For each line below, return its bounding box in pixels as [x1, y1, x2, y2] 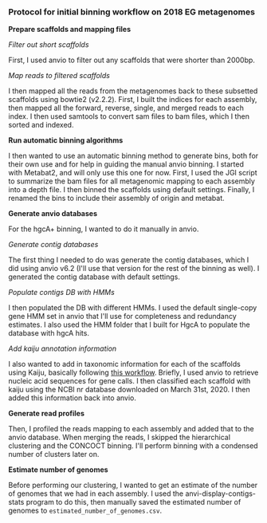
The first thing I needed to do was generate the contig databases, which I [8, 255, 249, 265]
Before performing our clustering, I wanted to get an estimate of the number [8, 481, 258, 490]
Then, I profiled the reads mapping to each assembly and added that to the [8, 424, 254, 434]
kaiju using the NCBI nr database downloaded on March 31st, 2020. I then [8, 385, 250, 395]
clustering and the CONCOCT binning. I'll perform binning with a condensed [8, 441, 258, 450]
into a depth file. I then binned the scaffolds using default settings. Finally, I [8, 185, 255, 195]
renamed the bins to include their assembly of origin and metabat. [8, 194, 225, 203]
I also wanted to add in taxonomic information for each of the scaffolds [8, 360, 241, 369]
